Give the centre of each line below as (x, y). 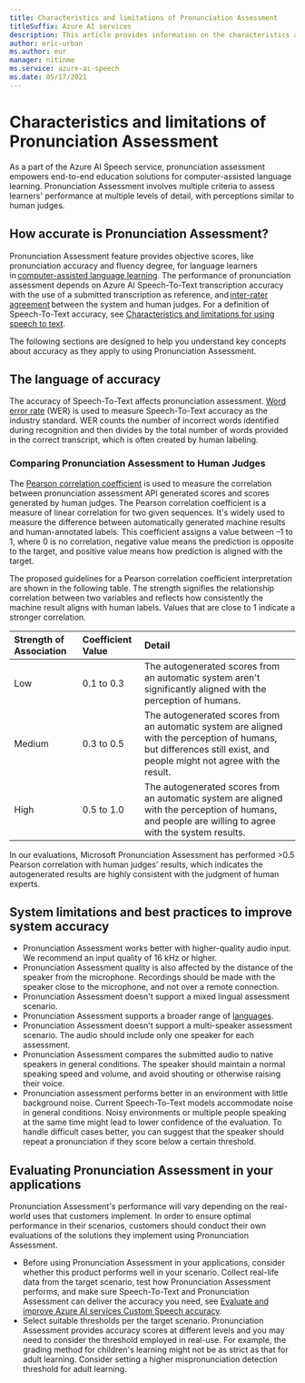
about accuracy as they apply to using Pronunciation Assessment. (133, 350)
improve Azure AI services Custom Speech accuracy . (122, 1311)
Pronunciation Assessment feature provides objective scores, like (132, 256)
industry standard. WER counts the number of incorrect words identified (144, 420)
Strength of (39, 640)
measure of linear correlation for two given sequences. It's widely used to (148, 512)
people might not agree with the (212, 761)
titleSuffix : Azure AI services (70, 26)
